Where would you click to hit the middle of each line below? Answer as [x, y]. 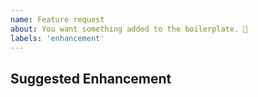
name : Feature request [57, 19]
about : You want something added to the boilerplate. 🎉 [129, 29]
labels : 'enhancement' [57, 38]
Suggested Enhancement [91, 78]
